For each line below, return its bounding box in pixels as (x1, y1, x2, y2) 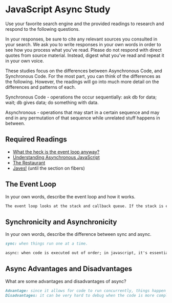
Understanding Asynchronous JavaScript (12, 154, 100, 160)
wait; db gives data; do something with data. (5, 99, 99, 106)
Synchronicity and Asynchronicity (5, 217, 117, 226)
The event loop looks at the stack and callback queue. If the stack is (5, 204, 164, 209)
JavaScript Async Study (5, 4, 111, 15)
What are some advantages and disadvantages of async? (5, 278, 126, 284)
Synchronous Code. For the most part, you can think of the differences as (5, 73, 161, 79)
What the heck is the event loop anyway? (12, 149, 100, 155)
